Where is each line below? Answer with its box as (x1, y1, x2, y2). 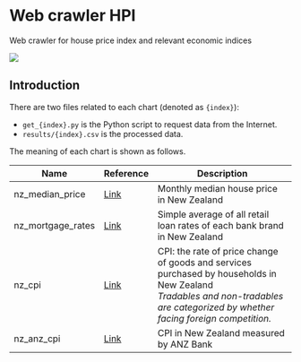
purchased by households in (157, 267, 278, 280)
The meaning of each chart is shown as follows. (9, 145, 186, 157)
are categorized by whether (157, 301, 275, 314)
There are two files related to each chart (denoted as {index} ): (9, 101, 240, 112)
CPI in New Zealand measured (157, 326, 285, 339)
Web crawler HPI (9, 5, 136, 26)
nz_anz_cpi (13, 332, 61, 345)
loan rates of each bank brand (157, 219, 284, 231)
